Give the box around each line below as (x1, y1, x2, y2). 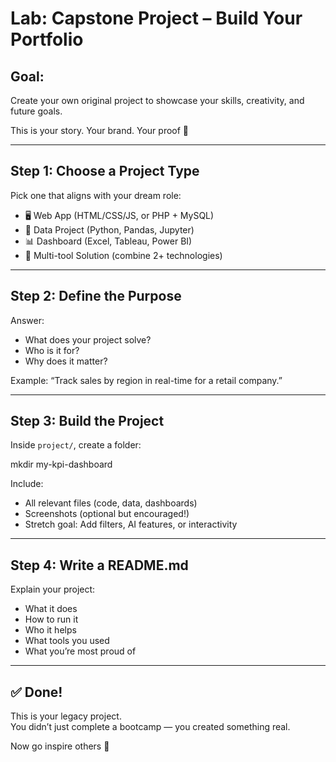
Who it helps (24, 624, 77, 636)
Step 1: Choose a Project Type (10, 163, 200, 180)
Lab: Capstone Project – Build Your (10, 7, 303, 30)
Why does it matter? (24, 355, 108, 367)
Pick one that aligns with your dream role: (10, 189, 182, 201)
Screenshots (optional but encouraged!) (24, 508, 190, 520)
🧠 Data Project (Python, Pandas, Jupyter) (24, 223, 195, 236)
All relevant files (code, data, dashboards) (24, 497, 198, 509)
